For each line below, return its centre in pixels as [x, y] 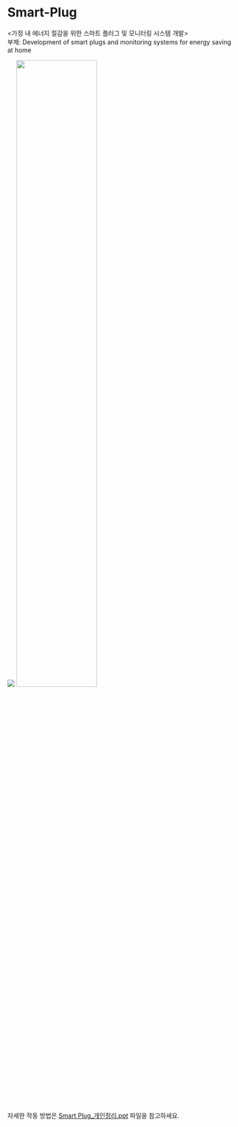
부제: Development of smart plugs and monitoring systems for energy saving [119, 42]
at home [20, 50]
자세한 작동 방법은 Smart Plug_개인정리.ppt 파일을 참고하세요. [93, 1116]
